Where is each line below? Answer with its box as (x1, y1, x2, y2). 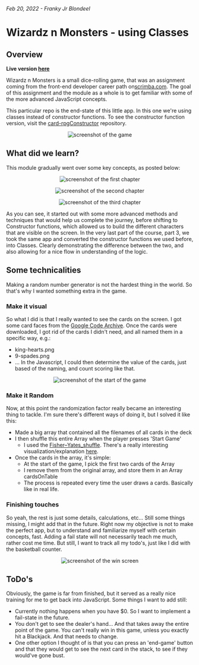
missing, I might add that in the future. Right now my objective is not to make (6, 520, 194, 527)
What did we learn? (6, 148, 80, 159)
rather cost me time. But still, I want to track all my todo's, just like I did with (6, 539, 191, 546)
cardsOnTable (23, 473, 58, 480)
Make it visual (6, 302, 48, 311)
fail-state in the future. (14, 614, 70, 621)
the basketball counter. (6, 546, 62, 553)
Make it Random (6, 391, 54, 400)
